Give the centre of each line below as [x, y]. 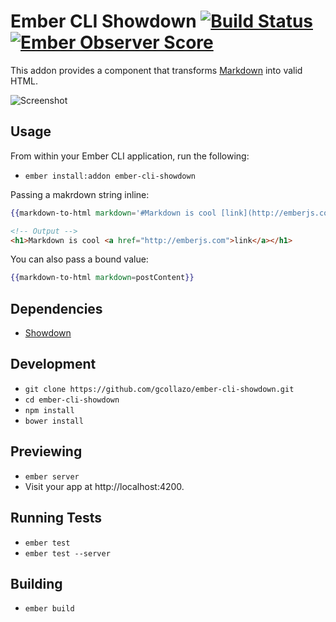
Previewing [46, 451]
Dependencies [56, 308]
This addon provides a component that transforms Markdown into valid [156, 70]
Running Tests [56, 518]
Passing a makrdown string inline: [80, 194]
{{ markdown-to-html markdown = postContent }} [102, 278]
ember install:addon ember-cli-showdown [110, 176]
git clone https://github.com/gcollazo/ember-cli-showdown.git [159, 389]
